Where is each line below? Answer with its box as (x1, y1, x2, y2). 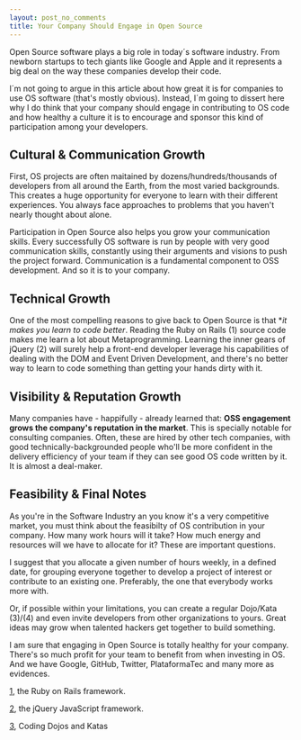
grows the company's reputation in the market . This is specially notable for (9, 422, 292, 433)
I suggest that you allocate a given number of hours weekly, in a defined (9, 556, 277, 567)
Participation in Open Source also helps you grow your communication (9, 227, 270, 238)
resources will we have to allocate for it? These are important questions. (9, 539, 276, 550)
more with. (9, 585, 49, 596)
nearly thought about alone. (9, 209, 112, 221)
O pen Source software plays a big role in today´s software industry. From (9, 46, 280, 57)
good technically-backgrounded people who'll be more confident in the (9, 441, 273, 452)
